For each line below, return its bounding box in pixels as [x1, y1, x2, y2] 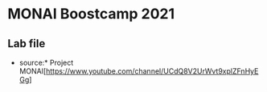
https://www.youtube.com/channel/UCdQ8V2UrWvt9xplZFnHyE [46, 66, 259, 76]
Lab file [7, 37, 46, 50]
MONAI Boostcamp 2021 [7, 5, 175, 23]
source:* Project [18, 58, 74, 67]
